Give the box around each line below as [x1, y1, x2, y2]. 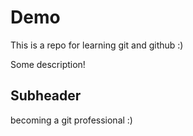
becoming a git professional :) [10, 114, 133, 126]
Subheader [10, 87, 82, 105]
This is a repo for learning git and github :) [10, 39, 184, 51]
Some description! [10, 58, 86, 70]
